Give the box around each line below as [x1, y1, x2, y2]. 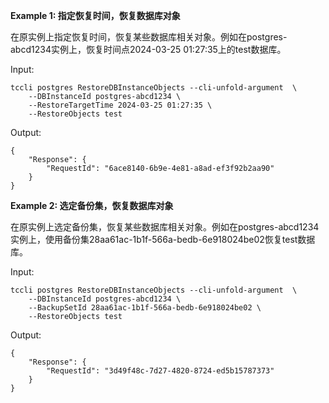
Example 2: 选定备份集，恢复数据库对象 [10, 200, 174, 211]
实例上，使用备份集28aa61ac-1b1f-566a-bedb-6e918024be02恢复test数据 [10, 234, 316, 245]
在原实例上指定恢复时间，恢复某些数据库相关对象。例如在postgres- [10, 31, 288, 43]
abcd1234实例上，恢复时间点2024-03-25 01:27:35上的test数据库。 [10, 44, 287, 55]
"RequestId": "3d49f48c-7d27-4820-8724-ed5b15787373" [46, 366, 275, 376]
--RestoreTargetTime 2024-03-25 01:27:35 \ [28, 100, 213, 110]
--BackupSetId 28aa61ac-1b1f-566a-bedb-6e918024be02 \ [28, 303, 262, 313]
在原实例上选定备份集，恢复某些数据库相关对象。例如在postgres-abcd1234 [10, 221, 320, 233]
